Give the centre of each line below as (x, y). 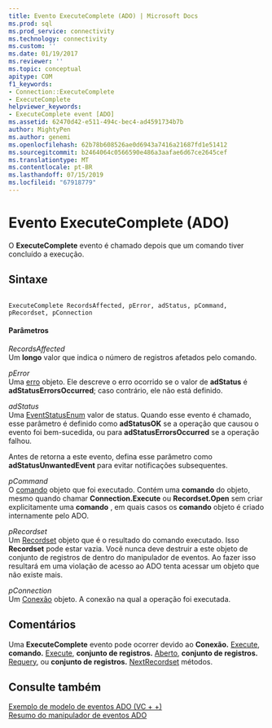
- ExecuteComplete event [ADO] (61, 115)
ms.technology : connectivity (58, 39)
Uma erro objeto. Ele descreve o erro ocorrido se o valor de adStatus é (128, 382)
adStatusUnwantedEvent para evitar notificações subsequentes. (118, 465)
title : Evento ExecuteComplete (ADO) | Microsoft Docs (103, 16)
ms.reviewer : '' (36, 62)
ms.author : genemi (39, 137)
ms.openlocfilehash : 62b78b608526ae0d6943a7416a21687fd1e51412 (118, 145)
